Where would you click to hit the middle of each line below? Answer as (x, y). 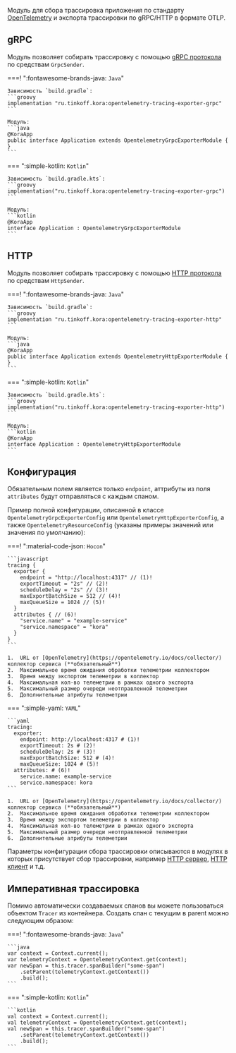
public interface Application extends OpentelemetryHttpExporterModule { (118, 356)
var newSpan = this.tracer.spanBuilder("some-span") (86, 966)
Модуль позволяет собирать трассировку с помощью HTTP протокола (114, 273)
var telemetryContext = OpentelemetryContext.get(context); (98, 960)
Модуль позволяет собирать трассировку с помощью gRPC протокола (114, 56)
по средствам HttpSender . (46, 280)
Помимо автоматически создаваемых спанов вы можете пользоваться (116, 905)
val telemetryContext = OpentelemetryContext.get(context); (98, 1023)
